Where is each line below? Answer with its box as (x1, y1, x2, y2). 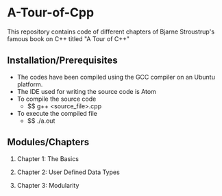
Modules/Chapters (7, 136, 90, 148)
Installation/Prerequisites (7, 55, 118, 66)
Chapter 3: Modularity (16, 181, 79, 189)
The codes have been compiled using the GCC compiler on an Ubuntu (16, 73, 216, 81)
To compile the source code (16, 95, 97, 103)
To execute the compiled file (16, 109, 97, 117)
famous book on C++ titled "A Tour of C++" (7, 34, 130, 42)
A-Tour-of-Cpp (7, 5, 95, 21)
